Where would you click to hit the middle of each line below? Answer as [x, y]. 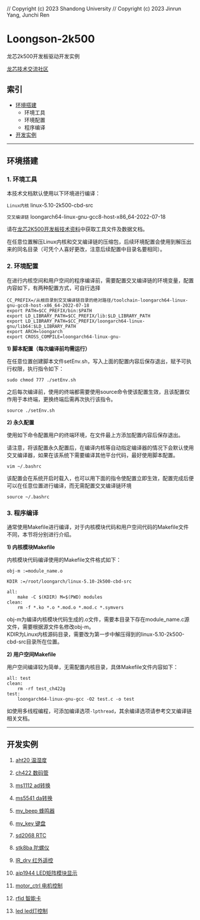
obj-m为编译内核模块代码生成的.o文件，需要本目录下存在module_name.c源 [98, 620]
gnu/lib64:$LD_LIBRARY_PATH [42, 326]
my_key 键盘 [31, 823]
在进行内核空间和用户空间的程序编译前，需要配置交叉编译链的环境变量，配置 [100, 280]
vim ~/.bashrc [24, 466]
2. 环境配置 [23, 266]
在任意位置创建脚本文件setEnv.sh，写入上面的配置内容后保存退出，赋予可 [96, 361]
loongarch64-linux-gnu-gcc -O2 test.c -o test [76, 700]
